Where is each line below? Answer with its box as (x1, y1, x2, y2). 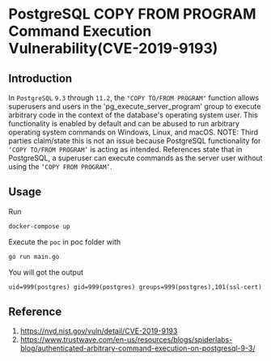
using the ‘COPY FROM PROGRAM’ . (8, 162, 112, 171)
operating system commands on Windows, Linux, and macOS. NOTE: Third (8, 127, 259, 137)
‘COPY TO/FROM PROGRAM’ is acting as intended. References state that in (8, 145, 243, 154)
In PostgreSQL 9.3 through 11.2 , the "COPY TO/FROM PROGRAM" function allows (8, 93, 260, 102)
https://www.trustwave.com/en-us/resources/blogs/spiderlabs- (19, 335, 233, 345)
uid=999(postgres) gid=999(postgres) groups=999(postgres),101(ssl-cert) (8, 282, 263, 291)
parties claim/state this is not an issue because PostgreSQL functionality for (8, 136, 261, 146)
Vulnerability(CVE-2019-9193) (8, 40, 218, 57)
